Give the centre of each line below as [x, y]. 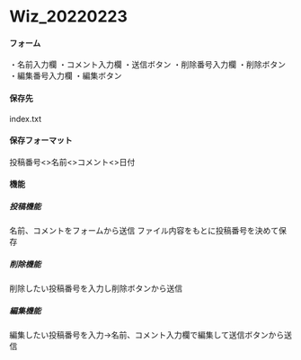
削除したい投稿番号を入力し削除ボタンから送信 [96, 288]
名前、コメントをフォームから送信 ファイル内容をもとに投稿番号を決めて [144, 231]
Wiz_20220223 [69, 17]
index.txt [26, 119]
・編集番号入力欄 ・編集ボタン [66, 76]
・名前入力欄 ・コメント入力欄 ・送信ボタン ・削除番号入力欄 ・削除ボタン [147, 65]
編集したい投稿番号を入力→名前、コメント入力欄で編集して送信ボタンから [147, 335]
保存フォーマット [41, 140]
